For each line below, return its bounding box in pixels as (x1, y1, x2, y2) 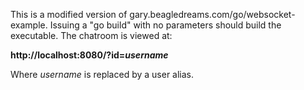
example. (10, 19, 48, 31)
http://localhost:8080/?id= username (10, 49, 169, 61)
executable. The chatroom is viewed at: (10, 30, 173, 41)
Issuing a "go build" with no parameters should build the (49, 19, 282, 31)
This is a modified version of (10, 9, 128, 20)
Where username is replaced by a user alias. (10, 69, 195, 80)
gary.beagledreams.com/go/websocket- (129, 9, 296, 20)
